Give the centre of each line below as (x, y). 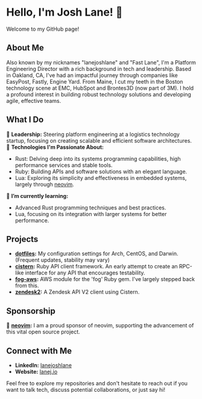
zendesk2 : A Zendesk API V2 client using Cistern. (77, 292)
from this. (27, 286)
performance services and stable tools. (64, 165)
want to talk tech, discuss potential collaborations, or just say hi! (86, 390)
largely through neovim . (44, 184)
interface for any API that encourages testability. (85, 273)
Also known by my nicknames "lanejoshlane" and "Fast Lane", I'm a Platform (101, 62)
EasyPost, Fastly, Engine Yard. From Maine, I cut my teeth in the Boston (95, 81)
